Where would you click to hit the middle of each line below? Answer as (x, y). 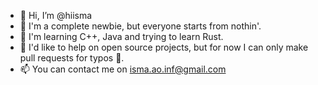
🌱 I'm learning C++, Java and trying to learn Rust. (121, 36)
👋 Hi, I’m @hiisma (56, 15)
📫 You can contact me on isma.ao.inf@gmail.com (123, 69)
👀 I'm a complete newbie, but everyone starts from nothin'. (140, 26)
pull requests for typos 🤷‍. (72, 58)
